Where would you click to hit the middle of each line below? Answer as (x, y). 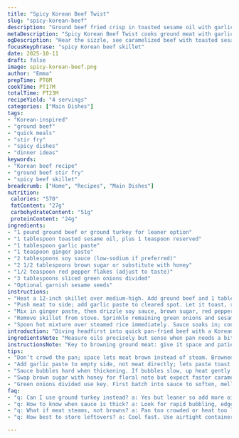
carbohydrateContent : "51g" (52, 213)
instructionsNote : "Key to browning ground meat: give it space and (111, 344)
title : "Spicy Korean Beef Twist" (59, 14)
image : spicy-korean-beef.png (52, 67)
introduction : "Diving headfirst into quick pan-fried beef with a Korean (121, 331)
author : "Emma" (30, 73)
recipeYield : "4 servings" (47, 100)
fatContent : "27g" (38, 206)
